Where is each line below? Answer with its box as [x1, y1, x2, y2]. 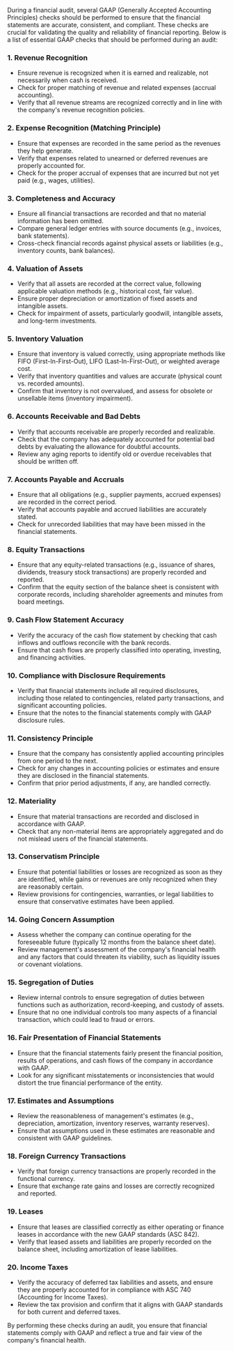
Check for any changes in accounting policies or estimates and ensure [17, 764, 220, 772]
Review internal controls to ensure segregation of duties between [17, 993, 205, 1002]
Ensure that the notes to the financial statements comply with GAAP [17, 708, 212, 717]
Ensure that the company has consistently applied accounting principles [17, 749, 225, 758]
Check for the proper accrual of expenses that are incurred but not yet [17, 169, 220, 177]
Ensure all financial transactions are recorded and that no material [17, 209, 207, 217]
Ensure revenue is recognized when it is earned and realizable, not [17, 69, 209, 77]
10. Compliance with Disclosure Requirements [7, 671, 166, 680]
